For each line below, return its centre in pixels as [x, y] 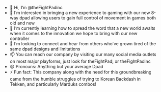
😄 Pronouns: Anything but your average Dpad [56, 66]
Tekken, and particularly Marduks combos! [53, 84]
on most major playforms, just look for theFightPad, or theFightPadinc [80, 61]
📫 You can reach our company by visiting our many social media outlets [83, 54]
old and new [22, 23]
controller [19, 38]
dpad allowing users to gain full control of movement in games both [88, 18]
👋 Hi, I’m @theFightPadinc [36, 8]
